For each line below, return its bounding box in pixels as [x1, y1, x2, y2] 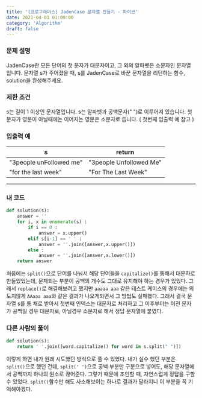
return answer [17, 258, 52, 264]
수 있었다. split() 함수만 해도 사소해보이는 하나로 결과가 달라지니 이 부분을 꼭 [6, 378, 187, 385]
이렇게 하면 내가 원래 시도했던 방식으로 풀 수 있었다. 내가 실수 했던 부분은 [6, 355, 176, 362]
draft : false [6, 25, 39, 32]
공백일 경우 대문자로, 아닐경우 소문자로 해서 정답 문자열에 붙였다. [12, 308, 164, 315]
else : [28, 247, 44, 253]
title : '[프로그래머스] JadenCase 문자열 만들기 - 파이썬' [6, 8, 138, 15]
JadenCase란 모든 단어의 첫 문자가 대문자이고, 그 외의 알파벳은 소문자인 [6, 62, 176, 69]
